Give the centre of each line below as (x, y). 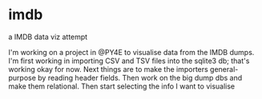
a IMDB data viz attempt (48, 37)
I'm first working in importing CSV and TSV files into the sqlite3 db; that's (129, 61)
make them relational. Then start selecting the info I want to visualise (122, 86)
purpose (22, 77)
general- (224, 69)
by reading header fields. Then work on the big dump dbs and (140, 77)
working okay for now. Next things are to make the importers (108, 69)
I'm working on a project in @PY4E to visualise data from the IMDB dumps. (131, 52)
